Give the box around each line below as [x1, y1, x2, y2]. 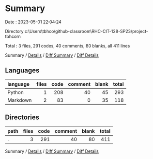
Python [7, 89, 24, 95]
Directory [5, 28, 24, 34]
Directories [5, 113, 40, 122]
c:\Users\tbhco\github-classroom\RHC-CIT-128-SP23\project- [24, 28, 149, 34]
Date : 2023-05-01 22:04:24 [5, 19, 61, 25]
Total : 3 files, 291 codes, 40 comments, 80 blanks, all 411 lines [5, 43, 130, 48]
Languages [5, 66, 40, 75]
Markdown [7, 96, 32, 103]
